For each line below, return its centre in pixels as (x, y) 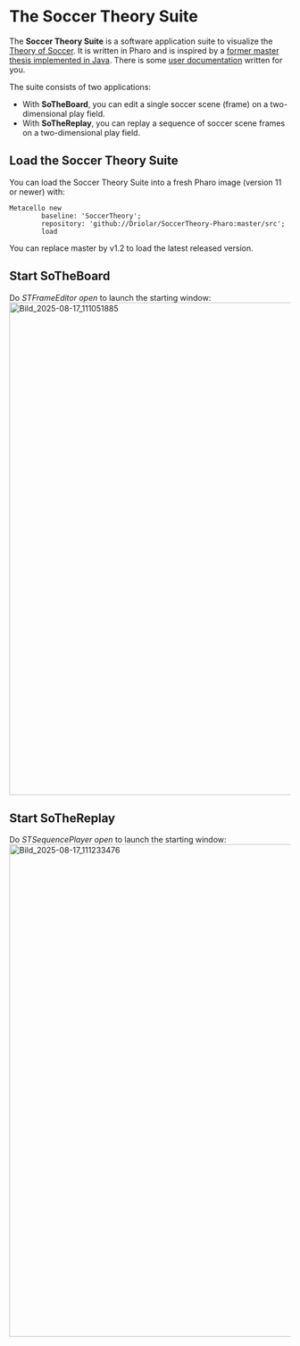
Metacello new (36, 208)
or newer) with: (37, 191)
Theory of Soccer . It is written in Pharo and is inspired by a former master (144, 50)
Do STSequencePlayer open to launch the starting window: (118, 840)
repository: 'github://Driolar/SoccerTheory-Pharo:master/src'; (163, 224)
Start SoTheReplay (62, 818)
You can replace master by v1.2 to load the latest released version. (131, 248)
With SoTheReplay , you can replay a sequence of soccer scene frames (154, 123)
